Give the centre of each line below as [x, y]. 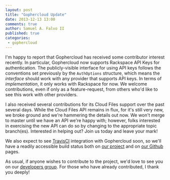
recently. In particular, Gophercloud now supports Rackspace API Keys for [82, 62]
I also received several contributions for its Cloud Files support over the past [85, 104]
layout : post [19, 10]
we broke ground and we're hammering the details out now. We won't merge [85, 115]
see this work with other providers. [41, 94]
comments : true [21, 24]
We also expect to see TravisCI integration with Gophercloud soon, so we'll [83, 141]
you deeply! [18, 172]
